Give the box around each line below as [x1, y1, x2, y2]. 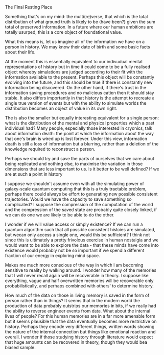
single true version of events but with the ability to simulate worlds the [5, 100, 147, 106]
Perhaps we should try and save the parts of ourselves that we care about [5, 156, 155, 161]
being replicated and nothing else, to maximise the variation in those [5, 161, 143, 166]
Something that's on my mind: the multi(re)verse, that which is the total [5, 14, 148, 19]
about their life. [5, 49, 36, 55]
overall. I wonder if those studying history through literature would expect [5, 334, 153, 340]
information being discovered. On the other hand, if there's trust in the [5, 85, 147, 90]
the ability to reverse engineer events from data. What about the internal [5, 308, 151, 314]
